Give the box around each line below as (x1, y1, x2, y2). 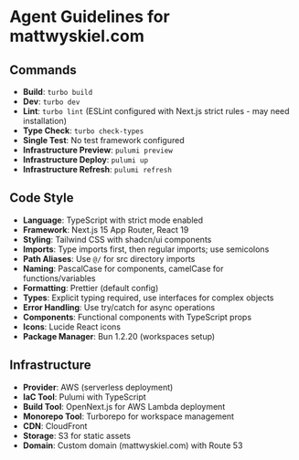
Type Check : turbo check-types (22, 125, 144, 136)
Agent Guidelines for (9, 6, 171, 27)
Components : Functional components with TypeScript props (22, 311, 252, 322)
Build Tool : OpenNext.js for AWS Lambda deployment (22, 401, 226, 412)
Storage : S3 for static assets (22, 430, 131, 441)
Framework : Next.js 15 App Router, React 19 (22, 224, 189, 235)
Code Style (9, 190, 74, 206)
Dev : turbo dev (22, 96, 80, 107)
